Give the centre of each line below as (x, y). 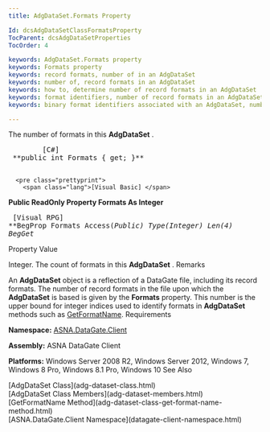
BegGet (21, 234)
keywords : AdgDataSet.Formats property (75, 60)
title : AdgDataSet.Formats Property (70, 16)
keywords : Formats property (55, 68)
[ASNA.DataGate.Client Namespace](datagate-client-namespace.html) (125, 420)
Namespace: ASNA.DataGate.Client (67, 330)
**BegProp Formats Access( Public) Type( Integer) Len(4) (121, 226)
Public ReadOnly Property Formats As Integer (86, 203)
